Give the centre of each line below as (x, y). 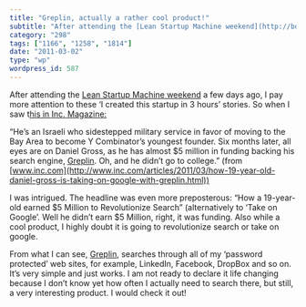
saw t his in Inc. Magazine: (58, 114)
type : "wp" (30, 60)
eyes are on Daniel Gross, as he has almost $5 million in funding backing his (152, 150)
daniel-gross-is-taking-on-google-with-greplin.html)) (109, 179)
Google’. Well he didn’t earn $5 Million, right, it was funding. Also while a (145, 217)
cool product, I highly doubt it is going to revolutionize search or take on (144, 226)
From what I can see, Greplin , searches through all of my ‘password (136, 254)
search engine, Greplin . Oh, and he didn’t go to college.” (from (126, 160)
